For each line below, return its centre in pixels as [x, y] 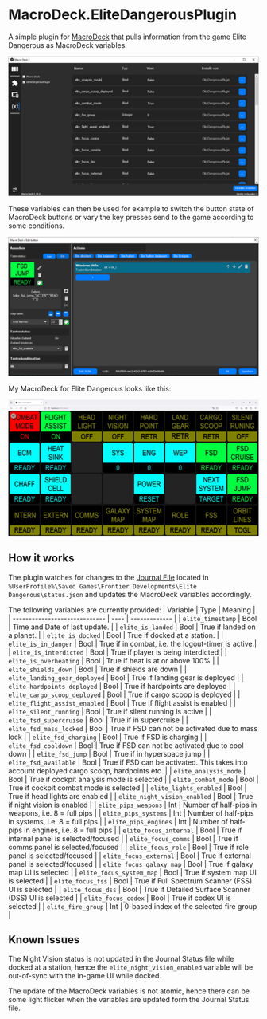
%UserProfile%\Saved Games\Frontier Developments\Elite [103, 586]
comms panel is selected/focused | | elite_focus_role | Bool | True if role [128, 847]
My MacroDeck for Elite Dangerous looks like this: [90, 389]
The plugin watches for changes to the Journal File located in [108, 577]
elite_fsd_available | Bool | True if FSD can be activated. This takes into [128, 762]
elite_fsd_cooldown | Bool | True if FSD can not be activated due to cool [126, 745]
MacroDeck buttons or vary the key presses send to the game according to [131, 217]
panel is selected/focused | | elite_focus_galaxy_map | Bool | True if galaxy [131, 864]
